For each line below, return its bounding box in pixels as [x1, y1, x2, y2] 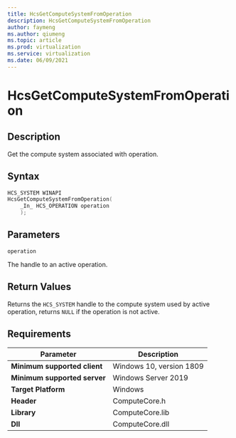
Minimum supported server [11, 372, 106, 382]
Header [11, 396, 37, 406]
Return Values [7, 281, 72, 293]
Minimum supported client [11, 361, 103, 371]
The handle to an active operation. [7, 260, 108, 268]
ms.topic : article [7, 37, 62, 44]
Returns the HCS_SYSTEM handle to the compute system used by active [7, 300, 210, 308]
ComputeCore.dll [112, 419, 170, 429]
